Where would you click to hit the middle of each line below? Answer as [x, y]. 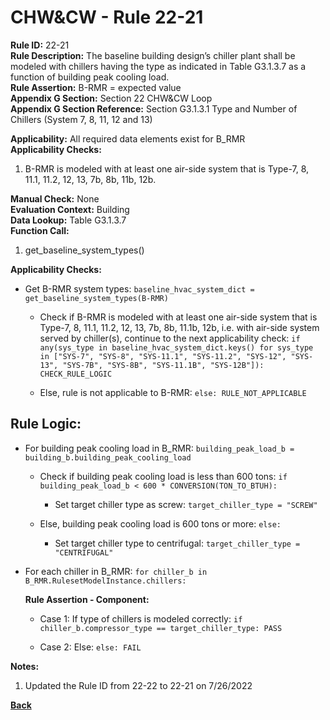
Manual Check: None [55, 198]
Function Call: [40, 230]
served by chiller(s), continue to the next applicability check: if [170, 338]
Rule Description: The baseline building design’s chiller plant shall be [153, 55]
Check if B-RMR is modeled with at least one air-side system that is [178, 317]
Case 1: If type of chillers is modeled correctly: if [141, 618]
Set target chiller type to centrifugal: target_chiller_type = [177, 543]
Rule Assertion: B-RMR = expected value [96, 87]
